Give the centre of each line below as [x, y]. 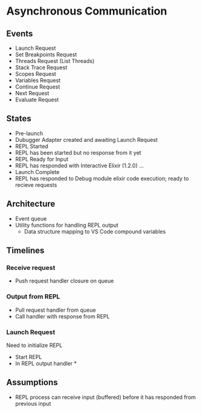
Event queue [31, 218]
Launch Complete [37, 172]
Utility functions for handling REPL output [67, 225]
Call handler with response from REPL [62, 316]
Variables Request [38, 80]
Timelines [25, 251]
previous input [33, 403]
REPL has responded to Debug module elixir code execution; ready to [102, 178]
